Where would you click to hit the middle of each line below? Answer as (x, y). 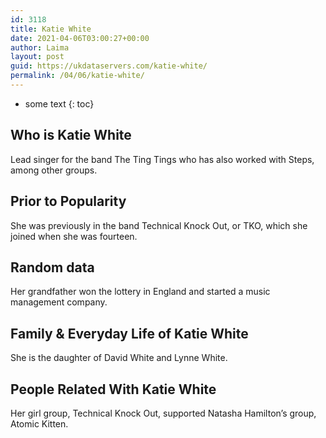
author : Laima (40, 47)
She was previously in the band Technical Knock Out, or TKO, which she (159, 225)
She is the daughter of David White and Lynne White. (119, 358)
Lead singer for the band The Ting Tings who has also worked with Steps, (162, 159)
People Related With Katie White (113, 389)
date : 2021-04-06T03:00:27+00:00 (80, 38)
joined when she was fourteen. (74, 236)
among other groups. (54, 170)
